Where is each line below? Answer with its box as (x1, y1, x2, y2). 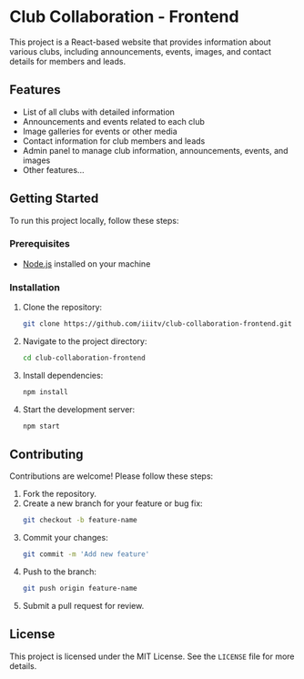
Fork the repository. (22, 489, 97, 500)
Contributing (9, 447, 84, 462)
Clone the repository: (22, 302, 103, 313)
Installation (9, 280, 61, 293)
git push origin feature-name (22, 584, 138, 593)
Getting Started (9, 191, 99, 207)
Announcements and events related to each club (22, 116, 205, 127)
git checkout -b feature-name (22, 516, 138, 525)
